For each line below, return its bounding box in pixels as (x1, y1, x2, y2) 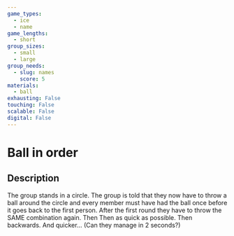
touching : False (7, 102, 54, 109)
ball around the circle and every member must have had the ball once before (7, 198, 228, 207)
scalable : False (7, 108, 54, 115)
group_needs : (7, 62, 45, 69)
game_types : (7, 10, 42, 18)
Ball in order (7, 144, 78, 160)
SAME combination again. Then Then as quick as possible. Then (7, 213, 193, 221)
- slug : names (13, 69, 54, 76)
